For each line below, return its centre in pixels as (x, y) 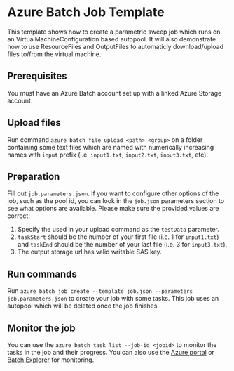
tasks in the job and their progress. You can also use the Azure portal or (111, 352)
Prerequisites (37, 76)
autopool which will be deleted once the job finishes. (83, 306)
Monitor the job (41, 328)
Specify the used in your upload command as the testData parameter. (118, 230)
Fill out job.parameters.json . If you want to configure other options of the (113, 193)
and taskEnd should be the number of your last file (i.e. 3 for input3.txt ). (122, 245)
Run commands (42, 274)
